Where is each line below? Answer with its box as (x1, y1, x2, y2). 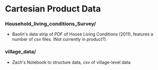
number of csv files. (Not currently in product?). (12, 36, 107, 42)
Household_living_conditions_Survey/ (5, 21, 96, 27)
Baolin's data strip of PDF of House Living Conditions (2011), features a (12, 31, 154, 37)
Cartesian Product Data (5, 3, 101, 14)
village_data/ (5, 48, 36, 55)
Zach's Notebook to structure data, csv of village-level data (12, 59, 131, 65)
